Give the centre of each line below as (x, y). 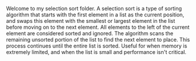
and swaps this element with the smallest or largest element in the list (91, 21)
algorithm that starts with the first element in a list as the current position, (95, 15)
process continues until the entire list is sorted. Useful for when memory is (97, 46)
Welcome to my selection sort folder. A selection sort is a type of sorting (94, 9)
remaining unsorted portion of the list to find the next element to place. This (98, 40)
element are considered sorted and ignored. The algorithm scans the (90, 33)
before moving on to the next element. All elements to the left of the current (98, 27)
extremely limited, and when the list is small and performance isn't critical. (97, 52)
